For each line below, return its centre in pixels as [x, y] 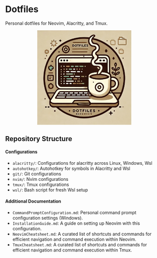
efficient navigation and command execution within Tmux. [72, 250]
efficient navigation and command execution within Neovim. [74, 239]
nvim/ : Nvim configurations [40, 179]
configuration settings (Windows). [48, 218]
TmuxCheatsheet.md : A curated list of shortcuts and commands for [80, 244]
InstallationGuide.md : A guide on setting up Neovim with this [76, 223]
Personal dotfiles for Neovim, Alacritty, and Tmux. [56, 23]
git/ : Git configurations [37, 174]
